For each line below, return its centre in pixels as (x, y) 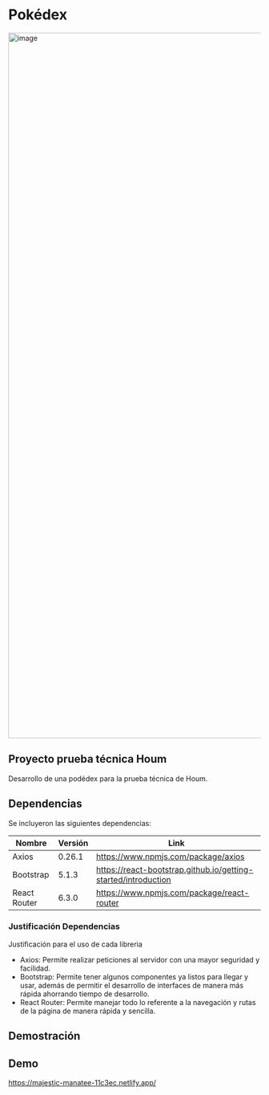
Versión (73, 843)
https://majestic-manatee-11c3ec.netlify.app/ (82, 1083)
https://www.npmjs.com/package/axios (170, 857)
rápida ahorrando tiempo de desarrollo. (84, 994)
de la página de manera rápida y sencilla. (88, 1011)
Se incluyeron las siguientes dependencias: (80, 823)
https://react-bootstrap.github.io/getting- (175, 869)
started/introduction (133, 879)
